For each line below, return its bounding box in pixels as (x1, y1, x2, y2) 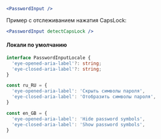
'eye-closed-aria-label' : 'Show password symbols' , (12, 121, 146, 128)
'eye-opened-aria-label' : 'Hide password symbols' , (12, 115, 146, 122)
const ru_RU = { (6, 82, 47, 89)
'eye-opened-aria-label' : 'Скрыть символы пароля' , (12, 88, 146, 94)
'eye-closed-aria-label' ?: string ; (12, 66, 102, 72)
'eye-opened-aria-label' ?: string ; (12, 60, 102, 66)
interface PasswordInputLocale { (6, 54, 91, 60)
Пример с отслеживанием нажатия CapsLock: (6, 16, 127, 24)
